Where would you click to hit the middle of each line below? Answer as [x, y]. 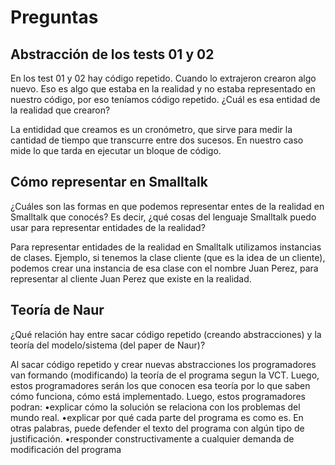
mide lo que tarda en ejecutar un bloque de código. [116, 150]
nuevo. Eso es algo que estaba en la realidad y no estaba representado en [163, 89]
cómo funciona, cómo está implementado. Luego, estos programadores [158, 396]
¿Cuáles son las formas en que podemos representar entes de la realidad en [167, 206]
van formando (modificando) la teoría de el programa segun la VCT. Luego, [165, 375]
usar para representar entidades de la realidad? [108, 227]
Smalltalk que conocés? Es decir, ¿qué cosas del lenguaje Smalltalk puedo [163, 217]
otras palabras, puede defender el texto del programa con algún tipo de [157, 428]
